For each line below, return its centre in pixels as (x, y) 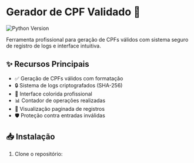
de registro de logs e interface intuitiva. (53, 46)
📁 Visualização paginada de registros (59, 108)
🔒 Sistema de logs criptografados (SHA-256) (68, 85)
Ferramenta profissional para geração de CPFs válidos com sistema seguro (97, 39)
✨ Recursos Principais (48, 64)
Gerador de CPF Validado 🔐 (73, 12)
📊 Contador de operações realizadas (60, 100)
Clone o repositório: (39, 154)
